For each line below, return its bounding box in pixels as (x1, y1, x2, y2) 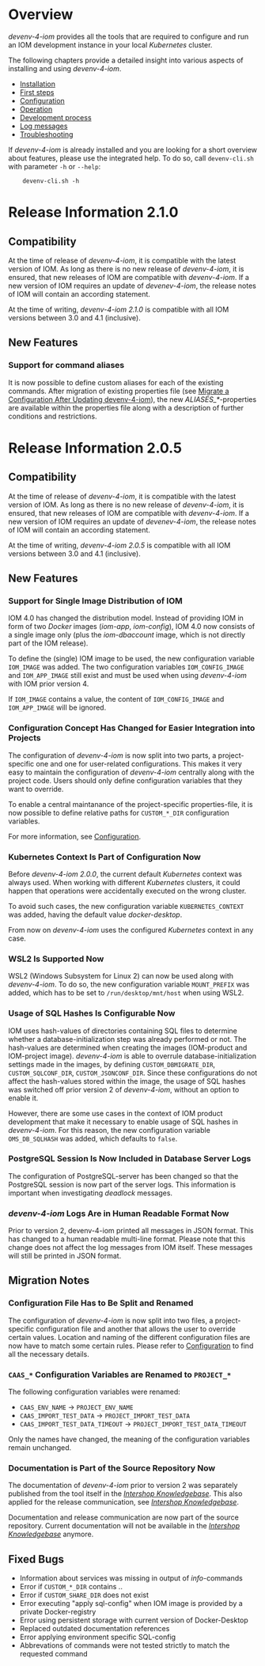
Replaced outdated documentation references (19, 1624, 170, 1634)
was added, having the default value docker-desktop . (8, 910, 183, 919)
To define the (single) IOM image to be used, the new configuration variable (8, 654, 255, 664)
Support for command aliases (8, 360, 125, 371)
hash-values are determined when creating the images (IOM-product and (8, 1043, 248, 1052)
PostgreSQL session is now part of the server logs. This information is (8, 1179, 236, 1189)
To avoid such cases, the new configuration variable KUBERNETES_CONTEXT (8, 901, 244, 911)
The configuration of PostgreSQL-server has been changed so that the (8, 1171, 239, 1180)
